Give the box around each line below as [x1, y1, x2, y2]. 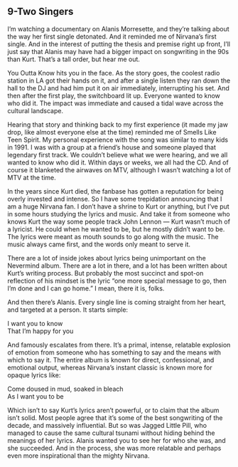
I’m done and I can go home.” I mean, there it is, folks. [7, 284, 165, 293]
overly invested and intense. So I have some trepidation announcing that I [7, 194, 222, 203]
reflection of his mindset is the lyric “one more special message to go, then [7, 276, 227, 285]
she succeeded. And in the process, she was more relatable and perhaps [7, 444, 222, 452]
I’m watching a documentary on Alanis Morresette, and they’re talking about [7, 24, 229, 33]
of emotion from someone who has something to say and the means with [7, 348, 222, 357]
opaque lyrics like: [7, 370, 61, 379]
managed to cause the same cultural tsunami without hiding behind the [7, 429, 215, 437]
